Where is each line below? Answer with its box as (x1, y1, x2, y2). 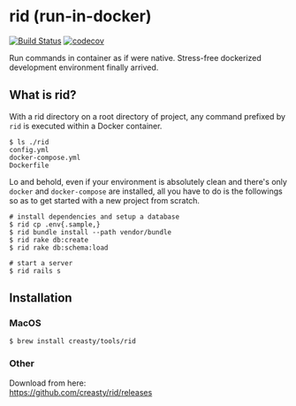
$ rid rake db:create (9, 235, 89, 244)
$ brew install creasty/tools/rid (9, 337, 137, 346)
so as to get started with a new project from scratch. (9, 195, 201, 205)
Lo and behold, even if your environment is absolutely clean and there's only (9, 176, 287, 187)
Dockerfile (9, 161, 49, 170)
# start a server (9, 258, 73, 267)
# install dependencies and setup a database (9, 212, 179, 221)
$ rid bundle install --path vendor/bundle (9, 227, 172, 236)
